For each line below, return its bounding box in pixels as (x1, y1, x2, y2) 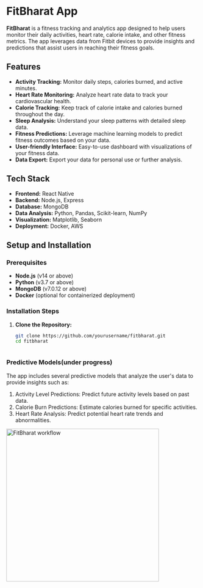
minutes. (15, 84, 38, 92)
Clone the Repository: (15, 321, 72, 328)
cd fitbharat (15, 338, 49, 345)
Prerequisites (6, 258, 47, 266)
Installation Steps (6, 307, 60, 315)
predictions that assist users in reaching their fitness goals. (6, 44, 155, 51)
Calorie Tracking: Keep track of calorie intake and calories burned (15, 104, 183, 111)
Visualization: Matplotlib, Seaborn (15, 216, 102, 223)
